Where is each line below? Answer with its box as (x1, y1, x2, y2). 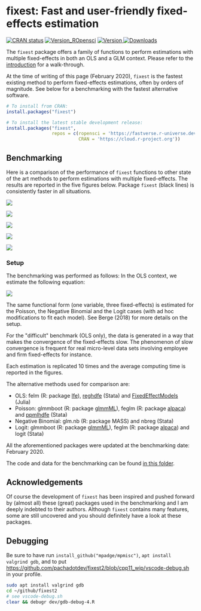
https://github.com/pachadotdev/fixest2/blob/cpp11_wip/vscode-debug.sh (6, 564, 190, 572)
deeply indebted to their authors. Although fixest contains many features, (6, 506, 190, 513)
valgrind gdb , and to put (6, 558, 67, 565)
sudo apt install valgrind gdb (6, 582, 84, 588)
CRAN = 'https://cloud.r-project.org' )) (78, 136, 181, 142)
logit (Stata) (14, 430, 44, 438)
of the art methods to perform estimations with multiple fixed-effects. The (6, 175, 188, 182)
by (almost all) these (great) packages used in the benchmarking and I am (6, 499, 188, 506)
